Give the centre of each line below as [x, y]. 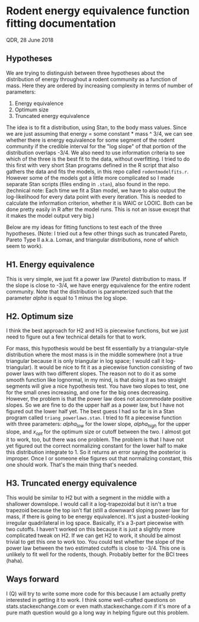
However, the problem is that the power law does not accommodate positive [99, 399]
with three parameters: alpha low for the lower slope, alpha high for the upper [98, 425]
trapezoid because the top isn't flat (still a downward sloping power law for [97, 510]
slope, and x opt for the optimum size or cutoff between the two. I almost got [98, 432]
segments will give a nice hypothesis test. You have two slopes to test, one [97, 386]
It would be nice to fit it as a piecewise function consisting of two [113, 367]
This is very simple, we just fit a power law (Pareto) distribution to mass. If [96, 279]
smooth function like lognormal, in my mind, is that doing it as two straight [96, 380]
